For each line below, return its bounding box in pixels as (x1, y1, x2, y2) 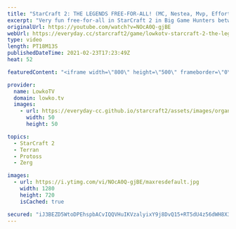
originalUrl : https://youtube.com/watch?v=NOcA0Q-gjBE (7, 23, 171, 30)
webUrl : (7, 30, 30, 37)
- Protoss (13, 152, 42, 160)
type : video (7, 37, 42, 44)
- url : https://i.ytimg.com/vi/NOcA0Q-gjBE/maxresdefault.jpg (13, 178, 199, 186)
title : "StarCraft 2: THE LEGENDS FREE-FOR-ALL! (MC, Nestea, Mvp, (7, 10, 209, 18)
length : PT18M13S (7, 43, 58, 50)
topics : (7, 133, 30, 140)
